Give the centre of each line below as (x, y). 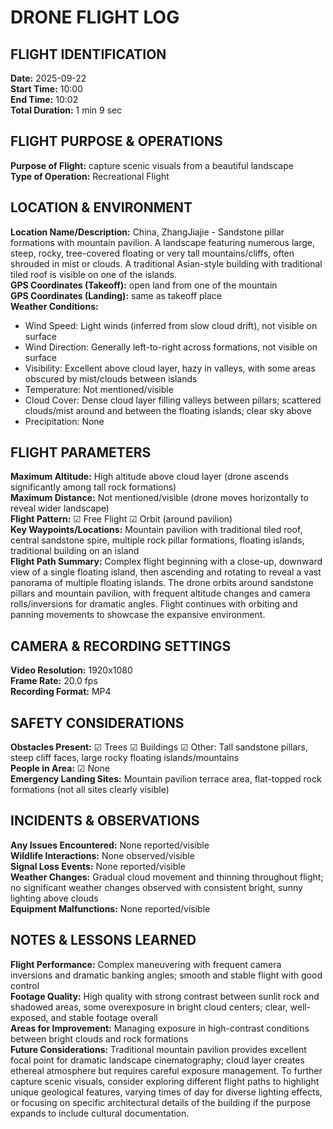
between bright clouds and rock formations (99, 1038)
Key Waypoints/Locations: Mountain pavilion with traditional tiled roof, (156, 530)
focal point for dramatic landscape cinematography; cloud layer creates (157, 1060)
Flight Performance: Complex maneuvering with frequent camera (146, 964)
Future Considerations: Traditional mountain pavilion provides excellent (158, 1049)
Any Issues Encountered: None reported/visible (110, 845)
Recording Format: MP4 (61, 692)
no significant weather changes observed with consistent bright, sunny (156, 887)
